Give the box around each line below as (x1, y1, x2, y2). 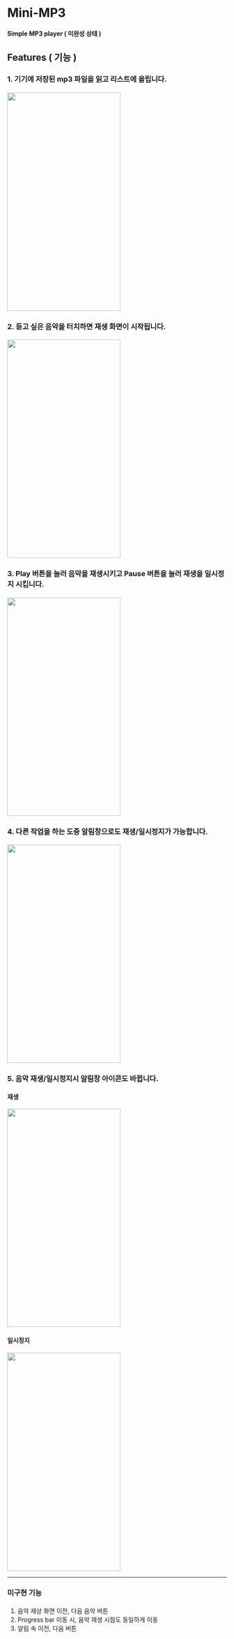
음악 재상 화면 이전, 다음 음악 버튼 (17, 1607, 109, 1615)
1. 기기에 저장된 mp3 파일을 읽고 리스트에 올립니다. (7, 75, 167, 84)
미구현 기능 (7, 1588, 42, 1598)
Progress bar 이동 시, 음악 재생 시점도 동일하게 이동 (17, 1615, 159, 1624)
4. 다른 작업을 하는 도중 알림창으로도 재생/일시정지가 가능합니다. (7, 826, 208, 836)
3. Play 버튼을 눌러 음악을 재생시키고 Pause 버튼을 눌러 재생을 (7, 569, 203, 579)
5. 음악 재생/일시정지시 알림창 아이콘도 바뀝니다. (7, 1074, 159, 1084)
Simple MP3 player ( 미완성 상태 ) (7, 29, 102, 38)
